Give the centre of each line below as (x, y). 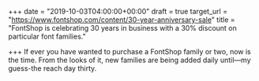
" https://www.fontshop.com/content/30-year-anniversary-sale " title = (122, 20)
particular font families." (47, 36)
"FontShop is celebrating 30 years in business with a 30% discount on (122, 28)
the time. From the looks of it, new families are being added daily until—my (129, 60)
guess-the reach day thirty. (53, 68)
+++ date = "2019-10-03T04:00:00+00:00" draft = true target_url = (118, 11)
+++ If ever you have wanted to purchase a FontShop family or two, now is (129, 52)
